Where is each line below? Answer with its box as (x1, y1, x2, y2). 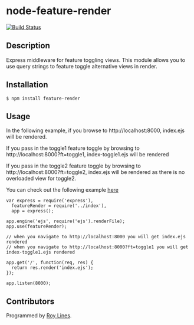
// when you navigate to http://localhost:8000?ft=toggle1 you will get (6, 244, 189, 250)
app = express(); (11, 208, 54, 214)
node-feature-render (6, 4, 111, 18)
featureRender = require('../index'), (11, 203, 107, 209)
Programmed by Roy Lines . (6, 312, 72, 319)
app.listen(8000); (6, 280, 51, 287)
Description (6, 41, 50, 51)
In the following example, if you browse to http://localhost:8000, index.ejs (6, 127, 185, 134)
